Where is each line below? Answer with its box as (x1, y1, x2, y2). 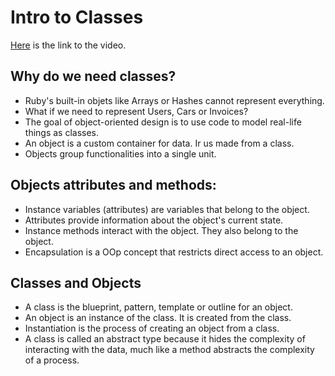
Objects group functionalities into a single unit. (24, 147, 217, 160)
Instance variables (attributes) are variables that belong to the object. (24, 203, 310, 215)
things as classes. (24, 126, 100, 138)
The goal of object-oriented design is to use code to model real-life (24, 116, 302, 128)
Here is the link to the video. (10, 39, 127, 51)
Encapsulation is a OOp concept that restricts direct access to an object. (24, 246, 324, 258)
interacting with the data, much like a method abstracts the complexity (24, 344, 315, 356)
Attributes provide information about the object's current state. (24, 214, 284, 226)
